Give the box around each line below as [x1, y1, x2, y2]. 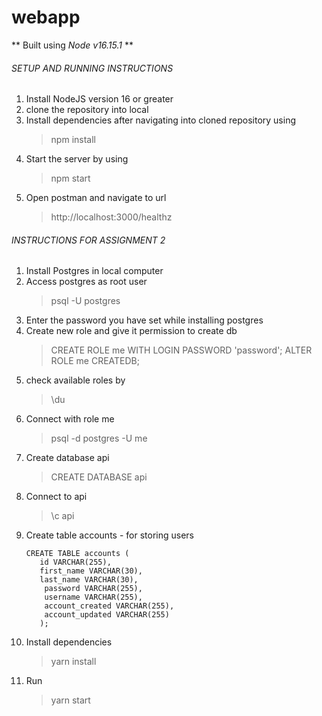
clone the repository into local [25, 104, 149, 116]
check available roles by [25, 374, 126, 386]
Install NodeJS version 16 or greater [25, 93, 174, 105]
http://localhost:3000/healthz [50, 211, 173, 223]
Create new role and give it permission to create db [25, 325, 238, 337]
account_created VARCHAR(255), [44, 601, 175, 611]
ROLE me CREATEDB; [50, 355, 141, 367]
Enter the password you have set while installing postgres [25, 314, 264, 326]
